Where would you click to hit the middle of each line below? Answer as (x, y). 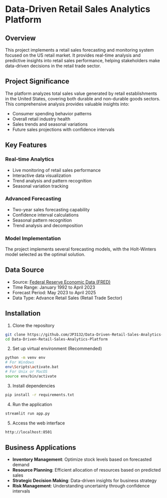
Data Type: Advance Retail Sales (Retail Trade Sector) (67, 298)
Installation (23, 313)
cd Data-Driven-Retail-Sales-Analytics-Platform (56, 339)
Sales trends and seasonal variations (50, 124)
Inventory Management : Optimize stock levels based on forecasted (82, 459)
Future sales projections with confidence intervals (63, 129)
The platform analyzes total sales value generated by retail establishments (81, 93)
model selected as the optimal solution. (45, 254)
